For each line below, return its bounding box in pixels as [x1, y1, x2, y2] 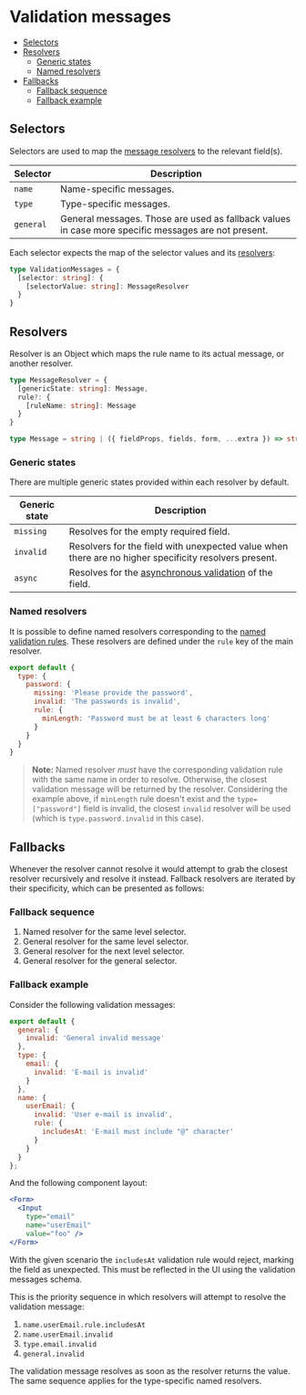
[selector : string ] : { [17, 273, 104, 282]
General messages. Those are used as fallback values [60, 212, 291, 225]
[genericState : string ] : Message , [17, 383, 148, 393]
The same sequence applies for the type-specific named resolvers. [9, 1375, 262, 1386]
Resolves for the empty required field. [68, 525, 230, 538]
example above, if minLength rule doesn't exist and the [31, 793, 235, 804]
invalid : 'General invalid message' [25, 1033, 166, 1043]
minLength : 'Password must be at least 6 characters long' [42, 714, 271, 723]
